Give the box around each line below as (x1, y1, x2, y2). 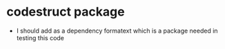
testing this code (16, 33, 65, 42)
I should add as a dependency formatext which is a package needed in (16, 27, 218, 35)
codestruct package (6, 4, 125, 20)
